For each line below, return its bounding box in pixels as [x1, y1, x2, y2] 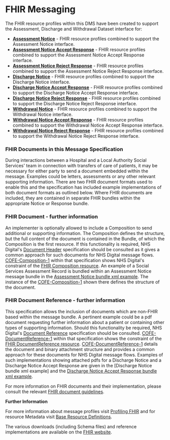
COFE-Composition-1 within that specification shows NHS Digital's [5, 257, 145, 263]
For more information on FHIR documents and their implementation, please [5, 383, 161, 389]
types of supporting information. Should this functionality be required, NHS [5, 325, 162, 331]
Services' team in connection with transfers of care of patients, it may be [5, 163, 158, 169]
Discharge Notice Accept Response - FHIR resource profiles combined [12, 84, 163, 90]
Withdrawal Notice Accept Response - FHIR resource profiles [12, 116, 144, 123]
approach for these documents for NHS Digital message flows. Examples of [5, 351, 163, 358]
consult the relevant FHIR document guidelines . [5, 388, 105, 395]
